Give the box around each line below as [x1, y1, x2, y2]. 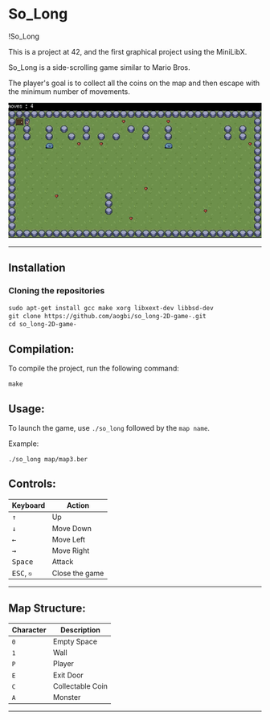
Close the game [51, 568, 104, 578]
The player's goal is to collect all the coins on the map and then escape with [8, 78, 260, 88]
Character [11, 624, 47, 635]
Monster [53, 693, 81, 702]
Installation [8, 261, 66, 274]
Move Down [51, 523, 92, 533]
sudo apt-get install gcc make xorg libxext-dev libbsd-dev [8, 305, 215, 313]
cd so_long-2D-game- [8, 321, 78, 329]
